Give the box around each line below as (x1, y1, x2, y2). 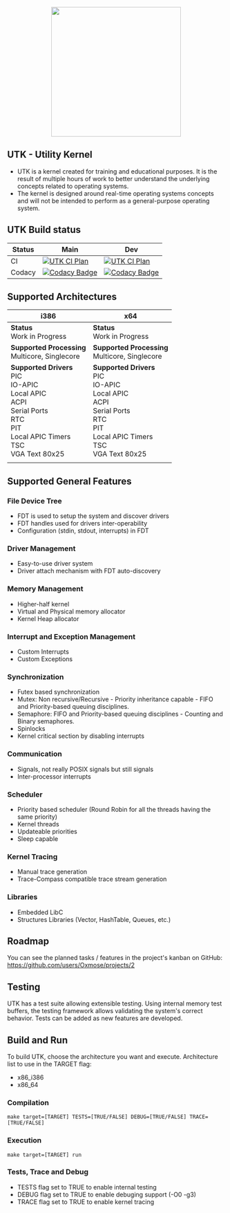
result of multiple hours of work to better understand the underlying (17, 174, 210, 183)
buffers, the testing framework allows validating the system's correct (7, 1007, 203, 1015)
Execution (7, 1136, 42, 1145)
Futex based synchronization (17, 688, 100, 696)
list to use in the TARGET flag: (7, 1059, 92, 1068)
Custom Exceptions (17, 655, 73, 663)
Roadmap (7, 935, 50, 947)
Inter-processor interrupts (17, 772, 91, 781)
